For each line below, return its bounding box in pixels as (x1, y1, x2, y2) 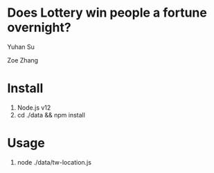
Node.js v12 (17, 103, 51, 112)
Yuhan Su (7, 42, 35, 51)
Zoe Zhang (7, 56, 39, 64)
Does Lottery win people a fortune (7, 5, 208, 21)
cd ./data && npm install (17, 110, 85, 119)
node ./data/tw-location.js (17, 158, 92, 166)
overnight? (7, 19, 71, 35)
